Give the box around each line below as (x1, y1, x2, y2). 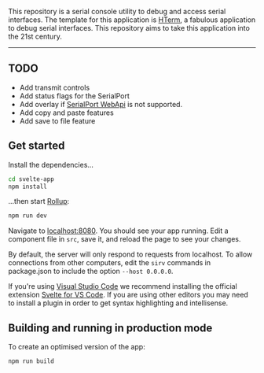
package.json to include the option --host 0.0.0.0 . (8, 267, 174, 276)
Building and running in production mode (8, 321, 213, 334)
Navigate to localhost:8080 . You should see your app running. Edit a (8, 226, 229, 235)
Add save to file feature (19, 116, 96, 125)
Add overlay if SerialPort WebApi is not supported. (19, 99, 183, 109)
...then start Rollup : (8, 197, 70, 206)
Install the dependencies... (8, 160, 94, 169)
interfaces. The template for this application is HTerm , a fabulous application (8, 15, 256, 24)
